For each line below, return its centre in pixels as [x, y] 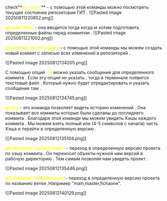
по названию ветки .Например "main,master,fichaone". [63, 183]
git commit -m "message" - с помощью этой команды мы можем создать [84, 48]
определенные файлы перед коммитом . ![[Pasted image [65, 33]
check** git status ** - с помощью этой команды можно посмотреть [77, 7]
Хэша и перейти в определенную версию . [51, 129]
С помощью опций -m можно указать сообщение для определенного [80, 72]
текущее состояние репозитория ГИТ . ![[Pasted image [63, 12]
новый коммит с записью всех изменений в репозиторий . [68, 53]
